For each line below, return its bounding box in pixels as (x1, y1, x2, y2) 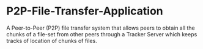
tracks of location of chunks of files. (6, 37, 98, 44)
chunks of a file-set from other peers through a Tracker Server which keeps (6, 30, 197, 38)
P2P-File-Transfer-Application (6, 4, 163, 18)
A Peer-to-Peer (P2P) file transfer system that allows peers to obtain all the (6, 24, 195, 31)
